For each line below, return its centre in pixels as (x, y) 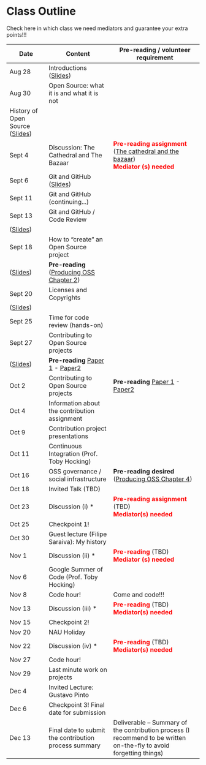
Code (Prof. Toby (73, 577)
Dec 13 (20, 737)
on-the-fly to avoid (141, 745)
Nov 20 (20, 632)
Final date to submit (77, 730)
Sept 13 (21, 216)
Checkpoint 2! (69, 622)
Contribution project (78, 428)
